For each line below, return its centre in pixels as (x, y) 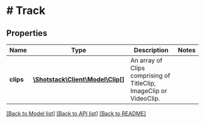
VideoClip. (145, 98)
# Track (26, 11)
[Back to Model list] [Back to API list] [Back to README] (76, 114)
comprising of (150, 76)
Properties (27, 33)
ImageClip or (149, 91)
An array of (146, 60)
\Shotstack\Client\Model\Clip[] (79, 79)
